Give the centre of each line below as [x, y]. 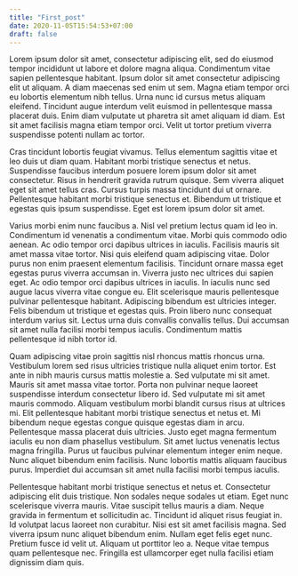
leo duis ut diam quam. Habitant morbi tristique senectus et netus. [130, 162]
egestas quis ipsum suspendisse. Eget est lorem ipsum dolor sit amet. [137, 209]
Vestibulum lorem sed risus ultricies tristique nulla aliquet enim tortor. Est [143, 366]
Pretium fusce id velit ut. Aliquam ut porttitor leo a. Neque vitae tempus [139, 544]
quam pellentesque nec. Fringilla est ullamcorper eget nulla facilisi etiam [141, 553]
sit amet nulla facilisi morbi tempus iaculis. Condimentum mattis [126, 330]
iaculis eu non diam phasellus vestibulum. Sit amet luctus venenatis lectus [145, 442]
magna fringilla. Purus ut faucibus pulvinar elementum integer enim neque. [146, 451]
